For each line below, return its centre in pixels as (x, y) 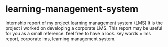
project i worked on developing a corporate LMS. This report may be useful (84, 28)
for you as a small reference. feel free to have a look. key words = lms (78, 33)
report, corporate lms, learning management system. (60, 39)
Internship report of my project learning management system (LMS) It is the (84, 23)
